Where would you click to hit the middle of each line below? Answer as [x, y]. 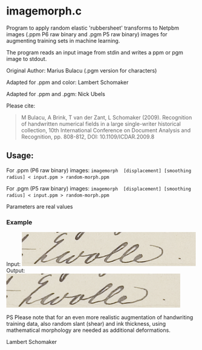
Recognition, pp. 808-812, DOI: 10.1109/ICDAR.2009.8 [88, 137]
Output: [16, 271]
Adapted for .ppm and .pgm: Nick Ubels [56, 94]
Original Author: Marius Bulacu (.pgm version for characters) [82, 70]
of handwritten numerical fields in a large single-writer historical [101, 124]
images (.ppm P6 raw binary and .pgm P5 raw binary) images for [87, 34]
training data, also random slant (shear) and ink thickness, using [86, 324]
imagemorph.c [44, 11]
